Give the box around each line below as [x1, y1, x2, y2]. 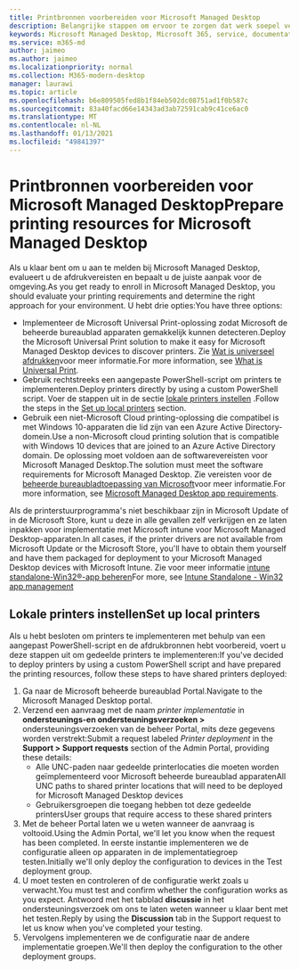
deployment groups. [21, 950, 96, 961]
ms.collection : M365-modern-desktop [9, 71, 145, 80]
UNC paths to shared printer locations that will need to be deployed [35, 780, 283, 791]
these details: [21, 752, 72, 762]
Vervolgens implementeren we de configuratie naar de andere [21, 932, 250, 942]
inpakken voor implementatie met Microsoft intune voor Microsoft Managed [9, 523, 287, 535]
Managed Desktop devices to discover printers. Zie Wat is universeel [21, 345, 275, 357]
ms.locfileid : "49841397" [9, 137, 105, 146]
